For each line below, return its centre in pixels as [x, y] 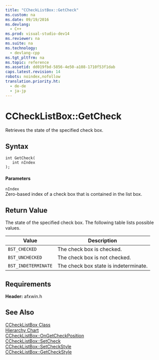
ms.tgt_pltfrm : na [25, 58]
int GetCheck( [20, 158]
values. [13, 228]
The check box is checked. [90, 250]
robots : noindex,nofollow [33, 77]
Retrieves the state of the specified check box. [54, 130]
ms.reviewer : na [22, 39]
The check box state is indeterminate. [103, 266]
